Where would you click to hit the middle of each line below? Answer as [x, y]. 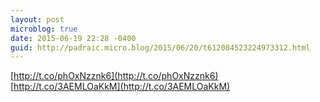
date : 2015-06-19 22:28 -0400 [73, 38]
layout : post [37, 19]
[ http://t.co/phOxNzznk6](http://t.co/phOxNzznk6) [114, 76]
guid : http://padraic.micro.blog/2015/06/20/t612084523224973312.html [160, 47]
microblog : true [44, 29]
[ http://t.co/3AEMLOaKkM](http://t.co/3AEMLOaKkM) [120, 87]
